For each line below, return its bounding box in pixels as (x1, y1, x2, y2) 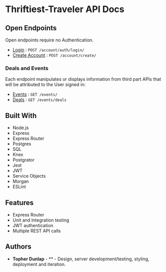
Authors (5, 242, 32, 251)
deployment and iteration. (12, 261, 66, 267)
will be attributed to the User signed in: (5, 82, 86, 88)
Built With (5, 111, 37, 120)
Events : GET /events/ (12, 91, 58, 97)
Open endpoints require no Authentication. (5, 37, 94, 43)
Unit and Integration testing (12, 217, 69, 223)
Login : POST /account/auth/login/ (12, 47, 85, 52)
